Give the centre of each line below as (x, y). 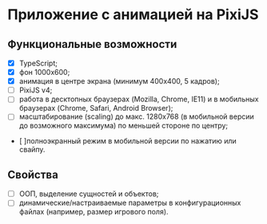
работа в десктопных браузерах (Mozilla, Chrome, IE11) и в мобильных (139, 99)
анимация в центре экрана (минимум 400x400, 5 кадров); (120, 81)
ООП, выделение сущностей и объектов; (89, 194)
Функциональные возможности (92, 44)
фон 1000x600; (44, 73)
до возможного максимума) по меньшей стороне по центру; (124, 126)
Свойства (33, 174)
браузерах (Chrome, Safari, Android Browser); (96, 108)
